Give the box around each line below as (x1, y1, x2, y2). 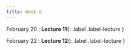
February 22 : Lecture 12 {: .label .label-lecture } (6, 37, 126, 44)
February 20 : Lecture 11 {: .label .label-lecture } (6, 25, 124, 33)
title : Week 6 (6, 8, 42, 15)
